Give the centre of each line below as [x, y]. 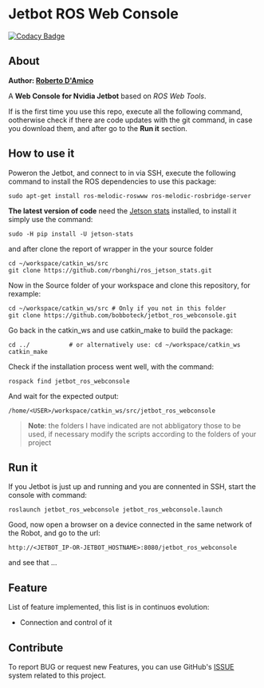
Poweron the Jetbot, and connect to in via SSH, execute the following [122, 173]
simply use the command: [51, 219]
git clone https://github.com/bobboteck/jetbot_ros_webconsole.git [123, 315]
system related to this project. [57, 675]
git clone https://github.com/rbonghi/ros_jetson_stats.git [110, 270]
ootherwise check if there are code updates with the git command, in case [130, 120]
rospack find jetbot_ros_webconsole [69, 381]
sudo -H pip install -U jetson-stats [71, 234]
